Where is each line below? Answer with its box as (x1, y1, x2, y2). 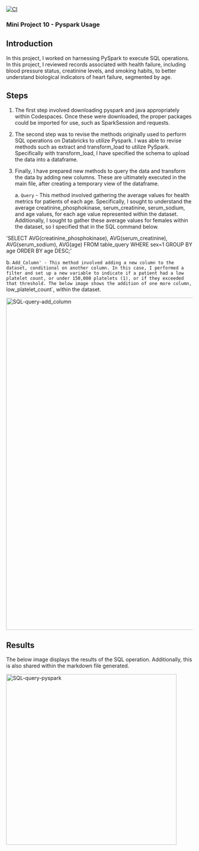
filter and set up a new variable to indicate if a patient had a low (6, 270, 184, 276)
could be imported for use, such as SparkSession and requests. (14, 119, 171, 126)
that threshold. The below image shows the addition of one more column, (6, 280, 192, 286)
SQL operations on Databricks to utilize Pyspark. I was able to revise (14, 137, 182, 144)
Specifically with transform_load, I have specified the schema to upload (14, 149, 190, 157)
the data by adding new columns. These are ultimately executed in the (14, 173, 187, 181)
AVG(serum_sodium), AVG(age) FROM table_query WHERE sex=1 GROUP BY (6, 241, 192, 248)
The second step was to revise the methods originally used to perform (14, 131, 187, 138)
